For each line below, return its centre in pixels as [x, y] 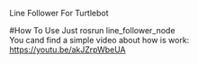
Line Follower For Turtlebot [59, 13]
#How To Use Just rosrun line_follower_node [92, 30]
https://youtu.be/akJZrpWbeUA [67, 50]
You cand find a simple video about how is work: [99, 40]
